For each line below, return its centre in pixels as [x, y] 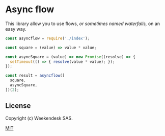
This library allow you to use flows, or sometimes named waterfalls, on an [83, 24]
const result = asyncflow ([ [35, 76]
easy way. [16, 29]
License [18, 106]
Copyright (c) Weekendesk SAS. [39, 118]
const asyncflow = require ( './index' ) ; [48, 38]
